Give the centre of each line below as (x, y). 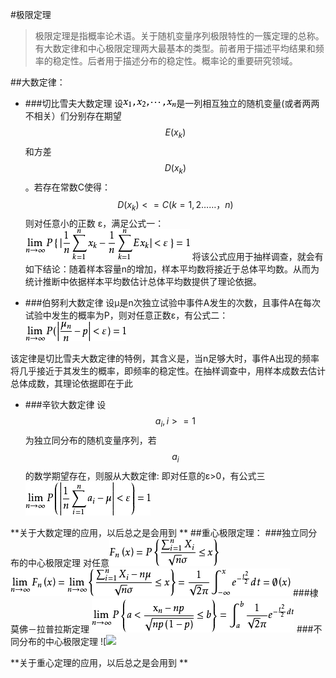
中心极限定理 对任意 (68, 562)
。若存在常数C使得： (68, 187)
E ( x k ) (175, 133)
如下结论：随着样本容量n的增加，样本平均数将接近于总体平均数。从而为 (172, 269)
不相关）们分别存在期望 (73, 116)
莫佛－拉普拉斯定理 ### (162, 629)
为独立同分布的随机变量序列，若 (90, 440)
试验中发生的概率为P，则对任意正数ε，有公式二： (126, 315)
